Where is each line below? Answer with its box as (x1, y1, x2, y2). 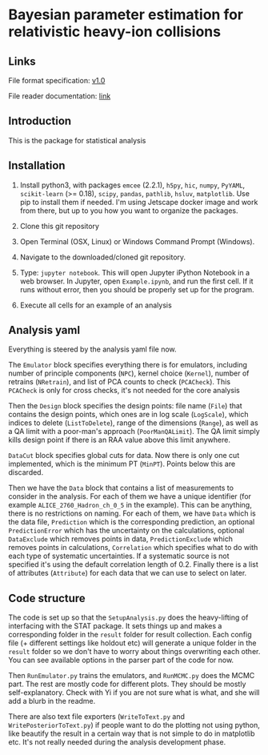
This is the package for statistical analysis (8, 135, 146, 145)
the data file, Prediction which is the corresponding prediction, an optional (8, 517, 255, 527)
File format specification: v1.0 (8, 76, 106, 85)
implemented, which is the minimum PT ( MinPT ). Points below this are (8, 459, 236, 469)
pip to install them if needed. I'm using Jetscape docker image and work (19, 197, 258, 207)
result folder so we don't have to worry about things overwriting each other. (8, 647, 261, 657)
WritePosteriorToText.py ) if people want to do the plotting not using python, (8, 721, 260, 730)
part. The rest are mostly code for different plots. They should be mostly (8, 679, 246, 689)
